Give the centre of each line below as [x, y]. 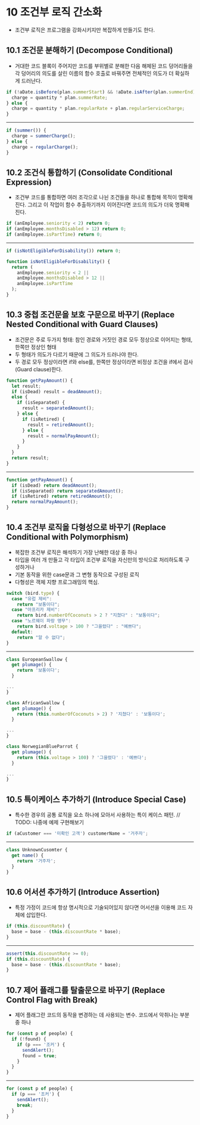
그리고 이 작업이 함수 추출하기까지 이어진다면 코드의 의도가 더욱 [101, 205]
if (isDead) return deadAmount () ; [54, 485]
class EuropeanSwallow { [37, 659]
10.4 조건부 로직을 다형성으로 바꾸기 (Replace [86, 527]
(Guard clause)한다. [39, 369]
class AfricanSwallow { [36, 703]
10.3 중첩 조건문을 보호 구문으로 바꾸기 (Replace [90, 315]
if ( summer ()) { [26, 131]
